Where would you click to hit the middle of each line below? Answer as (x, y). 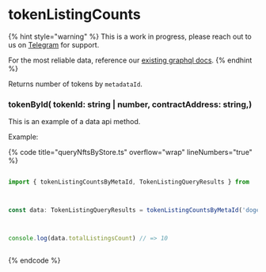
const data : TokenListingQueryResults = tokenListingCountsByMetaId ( (125, 210)
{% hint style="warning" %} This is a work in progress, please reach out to (130, 36)
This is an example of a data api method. (74, 122)
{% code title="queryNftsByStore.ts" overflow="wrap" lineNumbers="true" (131, 153)
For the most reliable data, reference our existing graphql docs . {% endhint (130, 60)
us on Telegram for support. (54, 44)
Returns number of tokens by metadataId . (75, 84)
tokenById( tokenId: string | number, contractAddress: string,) (130, 104)
